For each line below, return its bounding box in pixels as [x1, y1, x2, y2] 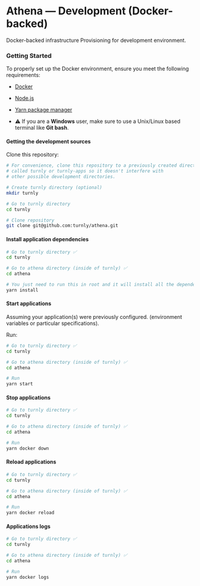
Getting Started [6, 51, 52, 60]
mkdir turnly [6, 190, 39, 196]
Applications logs [6, 523, 51, 530]
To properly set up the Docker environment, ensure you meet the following [6, 65, 189, 72]
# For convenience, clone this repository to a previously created [6, 162, 177, 168]
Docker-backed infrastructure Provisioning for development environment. [6, 36, 186, 44]
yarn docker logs [6, 574, 49, 580]
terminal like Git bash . [14, 124, 69, 131]
